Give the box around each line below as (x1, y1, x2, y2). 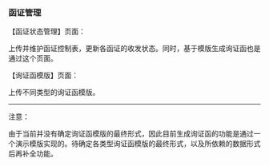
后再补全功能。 (8, 149, 58, 159)
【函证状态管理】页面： (8, 26, 86, 37)
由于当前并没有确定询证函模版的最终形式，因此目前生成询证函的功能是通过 (8, 129, 254, 139)
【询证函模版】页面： (8, 70, 78, 81)
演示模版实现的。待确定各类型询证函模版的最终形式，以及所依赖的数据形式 (14, 139, 261, 148)
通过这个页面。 (8, 53, 58, 63)
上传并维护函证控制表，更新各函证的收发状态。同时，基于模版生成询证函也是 (8, 44, 261, 53)
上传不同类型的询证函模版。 (8, 88, 100, 97)
